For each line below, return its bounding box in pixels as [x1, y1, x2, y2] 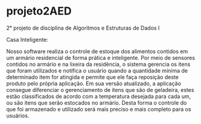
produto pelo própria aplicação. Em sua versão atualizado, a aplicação [6, 80, 181, 87]
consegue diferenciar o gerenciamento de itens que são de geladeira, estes [6, 86, 194, 93]
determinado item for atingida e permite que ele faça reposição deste [6, 73, 179, 80]
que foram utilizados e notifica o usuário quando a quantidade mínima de [6, 67, 188, 74]
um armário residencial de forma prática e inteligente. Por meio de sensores [6, 54, 195, 61]
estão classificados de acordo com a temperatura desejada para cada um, [6, 93, 191, 100]
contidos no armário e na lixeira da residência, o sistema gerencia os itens [6, 60, 191, 68]
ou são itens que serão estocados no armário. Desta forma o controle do [6, 99, 187, 106]
